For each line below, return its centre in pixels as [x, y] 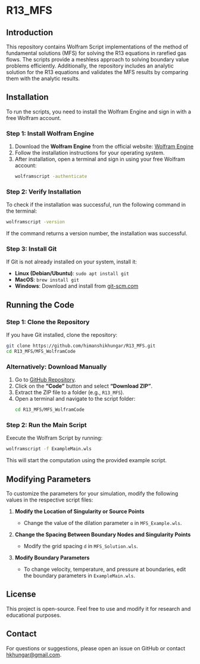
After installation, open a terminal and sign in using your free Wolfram [100, 159]
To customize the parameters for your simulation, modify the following [92, 494]
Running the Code [40, 305]
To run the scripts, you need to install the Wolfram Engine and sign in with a [99, 112]
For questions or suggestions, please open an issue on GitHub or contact [96, 648]
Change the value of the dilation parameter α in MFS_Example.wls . [103, 523]
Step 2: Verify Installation [44, 192]
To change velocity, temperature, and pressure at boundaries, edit [105, 569]
